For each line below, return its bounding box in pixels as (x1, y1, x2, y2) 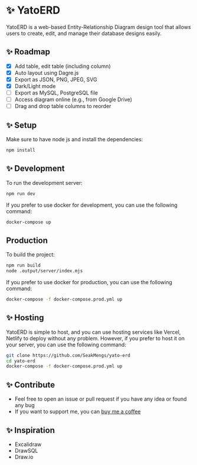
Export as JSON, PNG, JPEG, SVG (14, 76, 97, 83)
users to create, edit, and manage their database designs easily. (6, 30, 162, 37)
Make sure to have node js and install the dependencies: (6, 136, 143, 142)
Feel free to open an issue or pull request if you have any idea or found (14, 395, 187, 402)
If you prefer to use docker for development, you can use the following (6, 201, 178, 209)
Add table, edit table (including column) (14, 63, 111, 70)
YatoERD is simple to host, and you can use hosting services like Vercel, (6, 329, 181, 336)
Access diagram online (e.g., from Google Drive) (14, 96, 133, 103)
